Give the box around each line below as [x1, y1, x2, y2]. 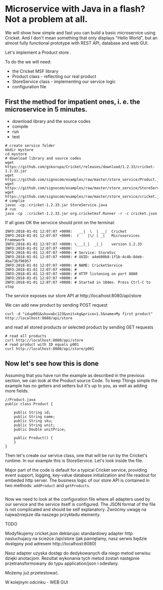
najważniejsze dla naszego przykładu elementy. [5, 511, 101, 517]
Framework [5, 237, 25, 242]
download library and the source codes [12, 118, 91, 124]
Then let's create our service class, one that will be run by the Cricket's [5, 452, 148, 458]
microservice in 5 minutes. [5, 105, 87, 114]
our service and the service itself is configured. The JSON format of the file [5, 501, 156, 507]
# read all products [5, 333, 47, 338]
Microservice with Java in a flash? [5, 3, 146, 15]
